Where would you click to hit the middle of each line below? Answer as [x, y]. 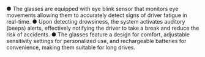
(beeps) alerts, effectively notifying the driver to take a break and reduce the [103, 28]
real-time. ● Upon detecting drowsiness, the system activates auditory [96, 22]
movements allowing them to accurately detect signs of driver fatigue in [97, 15]
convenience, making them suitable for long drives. [71, 47]
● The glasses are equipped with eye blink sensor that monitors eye [92, 9]
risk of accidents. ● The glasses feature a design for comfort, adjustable [98, 35]
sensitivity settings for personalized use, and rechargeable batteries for [96, 41]
